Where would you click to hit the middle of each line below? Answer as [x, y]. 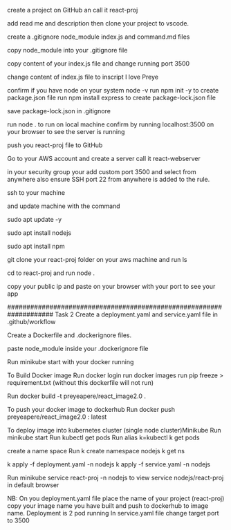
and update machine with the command [64, 206]
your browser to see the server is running [66, 132]
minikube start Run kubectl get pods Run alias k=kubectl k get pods [103, 437]
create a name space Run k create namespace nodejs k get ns [96, 451]
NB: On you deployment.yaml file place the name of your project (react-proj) [116, 498]
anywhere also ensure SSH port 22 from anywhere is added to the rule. [109, 179]
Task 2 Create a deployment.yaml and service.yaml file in [136, 314]
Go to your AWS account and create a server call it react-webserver [104, 159]
